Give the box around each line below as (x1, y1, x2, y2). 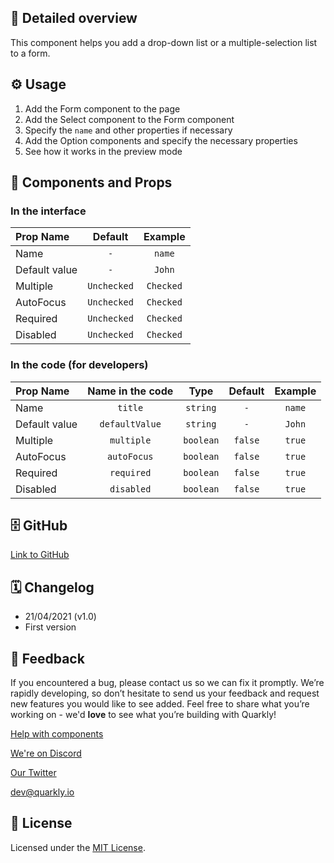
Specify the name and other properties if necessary (24, 124, 233, 136)
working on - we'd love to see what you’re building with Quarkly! (10, 709, 277, 721)
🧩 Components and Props (10, 174, 173, 191)
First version (24, 621, 77, 633)
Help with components (10, 728, 104, 740)
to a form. (10, 47, 51, 59)
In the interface (10, 204, 87, 218)
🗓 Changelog (10, 579, 95, 596)
